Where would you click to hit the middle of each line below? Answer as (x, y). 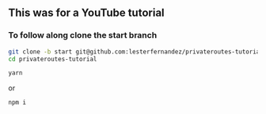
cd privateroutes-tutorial (53, 59)
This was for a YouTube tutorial (86, 13)
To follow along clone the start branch (83, 35)
